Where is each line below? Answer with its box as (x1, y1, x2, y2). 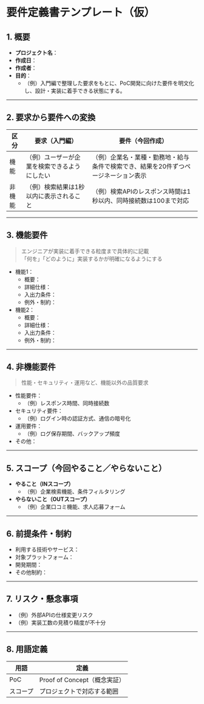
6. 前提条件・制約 (6, 528, 72, 539)
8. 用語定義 (6, 644, 48, 655)
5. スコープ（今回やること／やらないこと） (6, 463, 167, 473)
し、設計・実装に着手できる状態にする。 (24, 87, 126, 94)
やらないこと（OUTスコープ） (15, 496, 91, 503)
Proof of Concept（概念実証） (39, 675, 126, 684)
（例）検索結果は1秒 (25, 182, 85, 191)
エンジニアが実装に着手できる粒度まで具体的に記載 (21, 247, 149, 255)
